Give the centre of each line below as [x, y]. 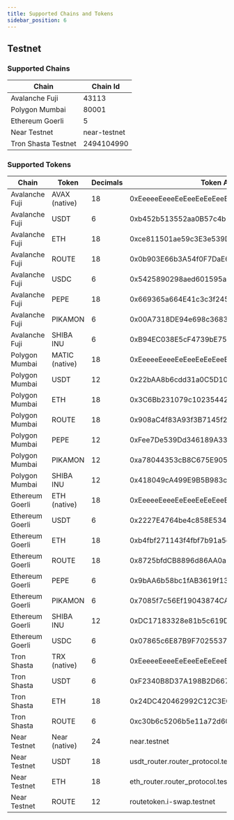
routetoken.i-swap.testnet [173, 802]
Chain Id [106, 87]
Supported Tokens [39, 165]
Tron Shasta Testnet [44, 144]
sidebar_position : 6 [37, 20]
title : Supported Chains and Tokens [60, 14]
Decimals [107, 182]
